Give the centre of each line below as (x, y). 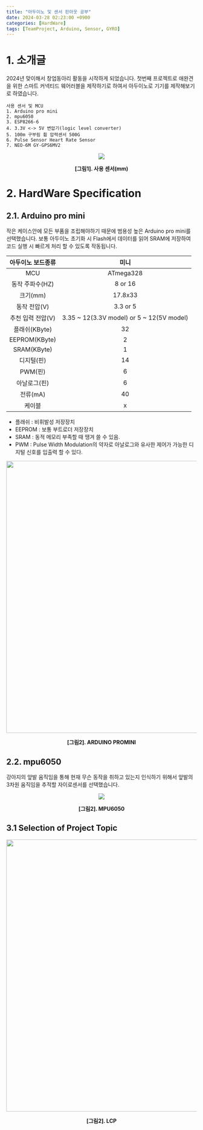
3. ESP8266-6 (23, 122)
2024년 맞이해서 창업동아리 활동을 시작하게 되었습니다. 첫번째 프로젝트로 (92, 79)
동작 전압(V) (33, 307)
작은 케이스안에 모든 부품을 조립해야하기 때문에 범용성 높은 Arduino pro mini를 (99, 231)
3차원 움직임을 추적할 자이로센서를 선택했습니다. (63, 784)
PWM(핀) (33, 372)
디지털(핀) (33, 360)
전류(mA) (33, 395)
